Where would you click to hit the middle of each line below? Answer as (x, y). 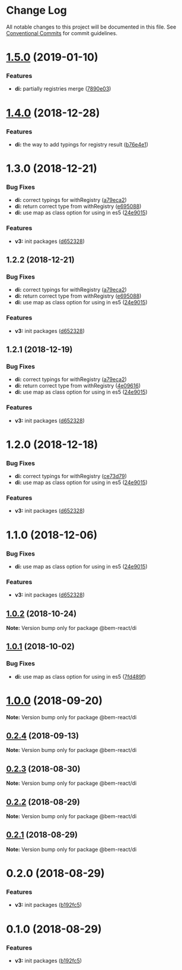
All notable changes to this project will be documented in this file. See (91, 27)
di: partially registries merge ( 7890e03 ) (63, 89)
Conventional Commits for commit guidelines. (62, 33)
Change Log (36, 10)
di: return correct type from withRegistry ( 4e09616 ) (78, 386)
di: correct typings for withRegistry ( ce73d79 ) (71, 476)
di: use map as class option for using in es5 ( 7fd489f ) (80, 676)
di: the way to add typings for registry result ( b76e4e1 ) (82, 144)
